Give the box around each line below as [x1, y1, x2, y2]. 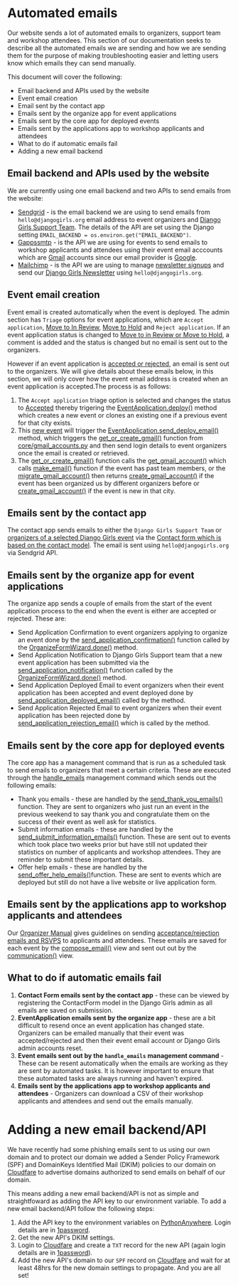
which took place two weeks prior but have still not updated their [17, 840, 208, 848]
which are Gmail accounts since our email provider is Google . [17, 253, 198, 261]
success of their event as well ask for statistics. [17, 818, 157, 826]
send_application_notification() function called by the [17, 666, 173, 675]
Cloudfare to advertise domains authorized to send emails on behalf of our [7, 1168, 226, 1176]
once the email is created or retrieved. [17, 448, 129, 457]
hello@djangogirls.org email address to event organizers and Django [17, 215, 222, 223]
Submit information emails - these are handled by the [17, 825, 174, 833]
